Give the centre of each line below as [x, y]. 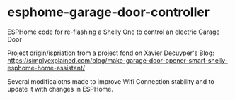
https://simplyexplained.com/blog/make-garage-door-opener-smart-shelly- [117, 60]
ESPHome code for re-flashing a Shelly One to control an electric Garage [114, 32]
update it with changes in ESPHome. [61, 89]
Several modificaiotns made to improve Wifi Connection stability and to [111, 81]
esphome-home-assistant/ [46, 68]
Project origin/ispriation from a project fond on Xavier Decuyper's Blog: [111, 53]
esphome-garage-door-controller [109, 12]
